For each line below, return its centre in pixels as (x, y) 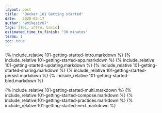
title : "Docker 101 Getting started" (44, 14)
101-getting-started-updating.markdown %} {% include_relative (69, 65)
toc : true (15, 41)
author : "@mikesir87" (27, 23)
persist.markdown (23, 75)
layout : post (18, 9)
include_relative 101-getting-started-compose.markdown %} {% (69, 95)
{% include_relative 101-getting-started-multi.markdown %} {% (68, 90)
